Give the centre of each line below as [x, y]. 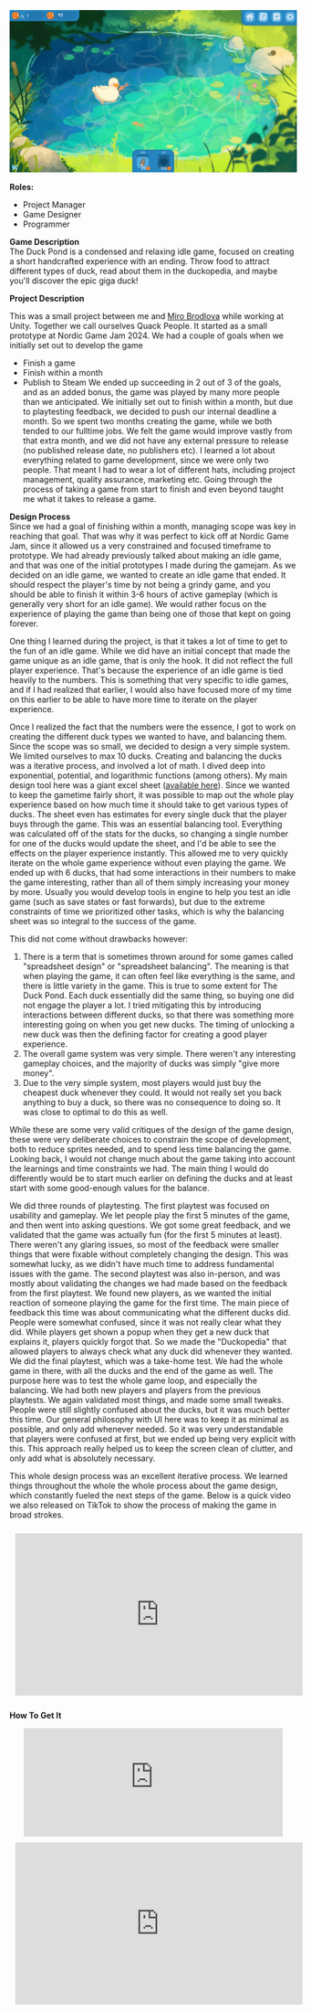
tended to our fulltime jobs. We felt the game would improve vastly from [157, 431]
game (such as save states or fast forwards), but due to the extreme [137, 901]
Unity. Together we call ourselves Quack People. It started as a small [138, 325]
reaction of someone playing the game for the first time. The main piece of [150, 1303]
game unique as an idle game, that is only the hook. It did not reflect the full [151, 660]
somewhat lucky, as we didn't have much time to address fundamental [142, 1263]
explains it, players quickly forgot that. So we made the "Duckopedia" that [148, 1341]
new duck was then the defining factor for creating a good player [145, 1034]
